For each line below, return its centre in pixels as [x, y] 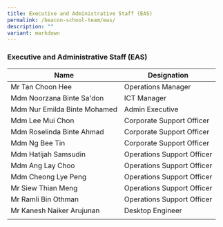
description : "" [30, 26]
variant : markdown [33, 33]
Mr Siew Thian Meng [44, 188]
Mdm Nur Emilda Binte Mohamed [64, 109]
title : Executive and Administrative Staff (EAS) [80, 13]
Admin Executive [151, 109]
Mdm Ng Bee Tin [38, 143]
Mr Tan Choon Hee [41, 87]
